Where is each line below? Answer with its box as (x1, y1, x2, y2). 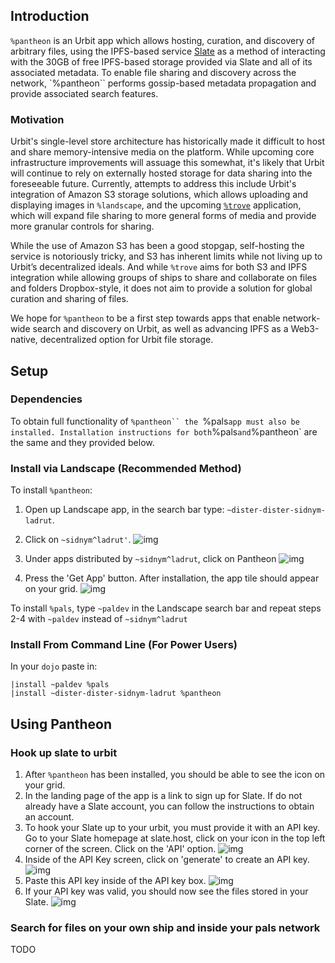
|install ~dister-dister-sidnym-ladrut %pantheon (10, 689, 222, 699)
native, (10, 334, 38, 346)
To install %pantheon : (10, 484, 93, 496)
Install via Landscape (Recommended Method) (10, 461, 242, 475)
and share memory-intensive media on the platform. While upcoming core (10, 146, 315, 158)
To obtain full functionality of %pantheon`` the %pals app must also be (10, 415, 300, 427)
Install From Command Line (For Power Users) (10, 638, 238, 652)
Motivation (10, 112, 65, 126)
